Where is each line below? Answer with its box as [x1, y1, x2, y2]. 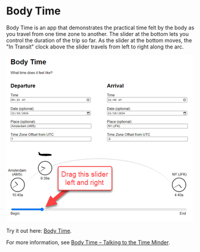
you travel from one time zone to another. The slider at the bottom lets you [6, 30, 189, 37]
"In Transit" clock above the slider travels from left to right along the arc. [6, 43, 184, 50]
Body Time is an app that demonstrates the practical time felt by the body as [6, 24, 195, 31]
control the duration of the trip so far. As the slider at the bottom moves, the [6, 37, 192, 44]
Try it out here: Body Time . [6, 227, 72, 234]
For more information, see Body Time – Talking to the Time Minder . [6, 238, 170, 246]
